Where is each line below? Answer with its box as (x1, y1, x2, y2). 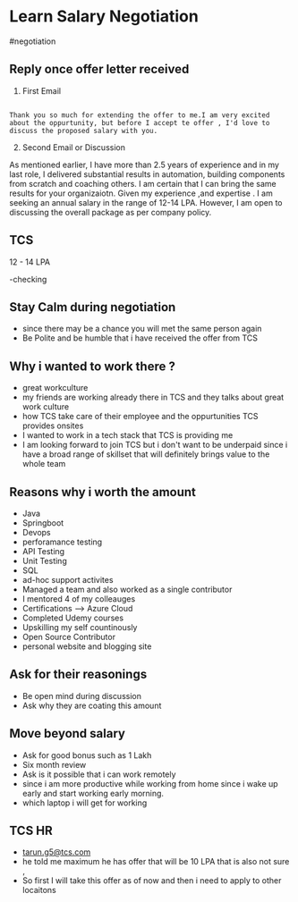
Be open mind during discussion (21, 690, 141, 701)
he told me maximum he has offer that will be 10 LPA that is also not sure (21, 856, 290, 867)
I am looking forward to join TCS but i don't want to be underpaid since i (21, 440, 288, 451)
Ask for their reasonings (9, 667, 148, 682)
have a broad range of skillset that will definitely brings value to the (21, 449, 270, 459)
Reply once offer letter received (9, 62, 190, 77)
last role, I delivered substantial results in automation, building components (9, 168, 285, 180)
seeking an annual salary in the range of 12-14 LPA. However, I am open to (9, 197, 283, 207)
